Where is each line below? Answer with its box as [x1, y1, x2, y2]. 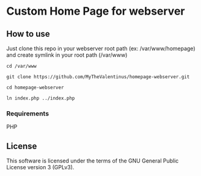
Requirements [6, 109, 49, 117]
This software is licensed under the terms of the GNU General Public [6, 157, 179, 164]
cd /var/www [6, 63, 37, 69]
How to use [6, 29, 50, 39]
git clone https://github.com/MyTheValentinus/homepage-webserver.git [6, 74, 190, 80]
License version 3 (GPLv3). [6, 164, 75, 171]
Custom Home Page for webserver [6, 4, 185, 18]
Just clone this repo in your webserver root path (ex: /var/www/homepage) [6, 45, 196, 52]
